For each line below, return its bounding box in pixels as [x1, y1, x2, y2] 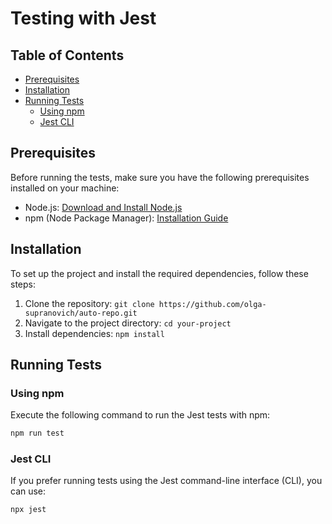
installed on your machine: [10, 182, 120, 194]
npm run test [10, 428, 65, 439]
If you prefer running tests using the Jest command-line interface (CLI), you [10, 475, 323, 487]
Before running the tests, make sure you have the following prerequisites [10, 171, 310, 183]
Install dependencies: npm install [24, 327, 165, 339]
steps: [10, 278, 36, 290]
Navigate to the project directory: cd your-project [24, 317, 232, 329]
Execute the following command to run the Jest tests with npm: [10, 409, 271, 421]
